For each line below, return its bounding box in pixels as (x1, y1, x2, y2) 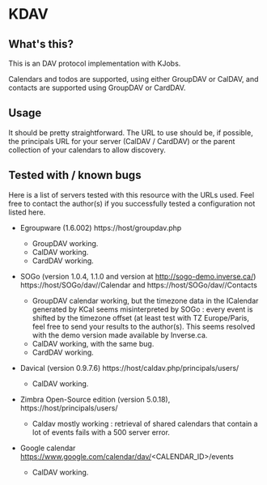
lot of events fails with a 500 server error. (32, 427, 170, 437)
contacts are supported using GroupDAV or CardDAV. (8, 83, 186, 92)
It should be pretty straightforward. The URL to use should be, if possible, (8, 127, 253, 138)
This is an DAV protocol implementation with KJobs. (8, 58, 181, 68)
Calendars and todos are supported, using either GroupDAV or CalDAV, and (8, 74, 259, 83)
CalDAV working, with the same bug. (32, 338, 155, 348)
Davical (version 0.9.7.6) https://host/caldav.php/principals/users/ (19, 363, 239, 372)
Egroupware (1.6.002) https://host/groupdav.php (19, 223, 182, 232)
